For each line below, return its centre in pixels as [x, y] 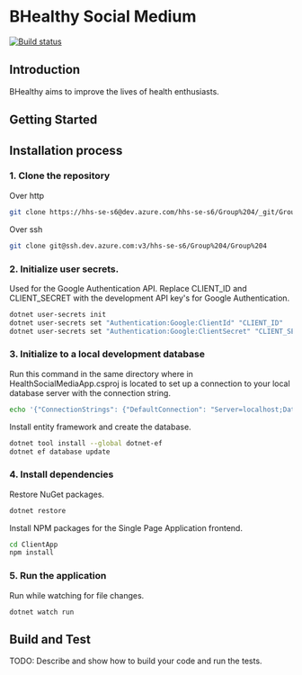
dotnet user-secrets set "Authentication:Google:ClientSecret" [130, 331]
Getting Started [53, 120]
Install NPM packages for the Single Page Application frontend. [126, 527]
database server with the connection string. [90, 392]
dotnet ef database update [60, 452]
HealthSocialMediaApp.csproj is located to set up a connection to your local [150, 383]
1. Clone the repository [60, 175]
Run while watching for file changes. [77, 595]
